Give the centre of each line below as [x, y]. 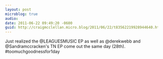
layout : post [18, 9]
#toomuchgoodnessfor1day [33, 52]
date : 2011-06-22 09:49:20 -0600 [39, 23]
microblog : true [21, 14]
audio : [12, 18]
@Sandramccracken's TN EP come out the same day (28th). [65, 46]
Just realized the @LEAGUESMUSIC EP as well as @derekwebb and [73, 41]
